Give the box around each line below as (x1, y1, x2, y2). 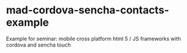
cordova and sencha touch (6, 41, 71, 48)
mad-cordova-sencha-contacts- (6, 3, 169, 17)
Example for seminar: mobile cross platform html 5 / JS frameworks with (6, 35, 181, 42)
